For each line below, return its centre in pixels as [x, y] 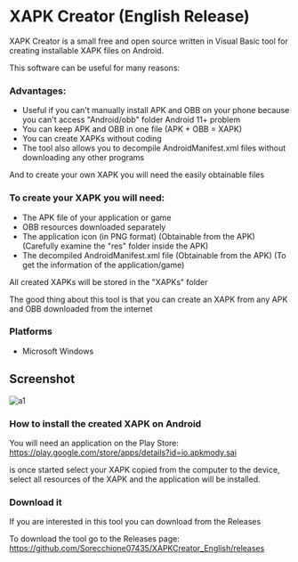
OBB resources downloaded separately [94, 227]
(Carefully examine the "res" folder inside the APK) [115, 246]
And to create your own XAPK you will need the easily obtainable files [137, 175]
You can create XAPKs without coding [92, 139]
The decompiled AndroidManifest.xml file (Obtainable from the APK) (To [154, 255]
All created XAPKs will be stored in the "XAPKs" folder [109, 281]
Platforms [31, 331]
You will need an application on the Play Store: [94, 443]
